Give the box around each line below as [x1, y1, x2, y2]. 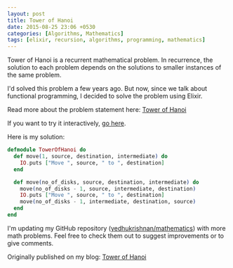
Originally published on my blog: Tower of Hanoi [7, 253, 147, 261]
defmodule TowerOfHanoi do [7, 146, 86, 153]
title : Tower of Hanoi [7, 17, 74, 24]
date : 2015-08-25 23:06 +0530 [7, 23, 96, 30]
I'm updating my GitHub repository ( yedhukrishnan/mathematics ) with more [7, 224, 226, 232]
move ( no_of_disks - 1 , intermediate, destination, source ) [20, 198, 197, 205]
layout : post [7, 10, 46, 18]
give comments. [7, 238, 54, 247]
